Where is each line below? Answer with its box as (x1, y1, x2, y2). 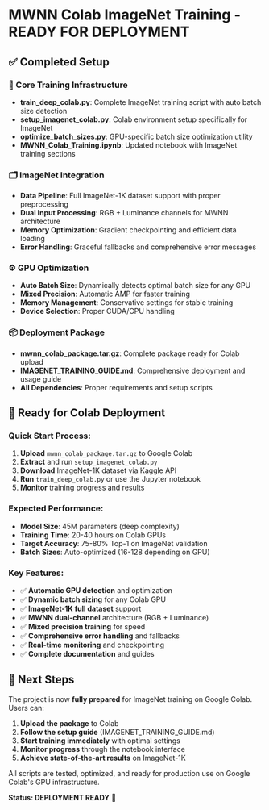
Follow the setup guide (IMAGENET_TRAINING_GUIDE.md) (19, 727, 215, 737)
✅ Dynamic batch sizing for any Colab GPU (19, 595, 167, 604)
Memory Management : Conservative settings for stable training (19, 298, 234, 307)
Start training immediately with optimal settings (19, 736, 181, 745)
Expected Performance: (8, 503, 104, 514)
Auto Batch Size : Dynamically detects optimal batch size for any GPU (19, 281, 251, 290)
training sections (19, 148, 76, 158)
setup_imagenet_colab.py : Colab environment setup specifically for (19, 115, 248, 124)
